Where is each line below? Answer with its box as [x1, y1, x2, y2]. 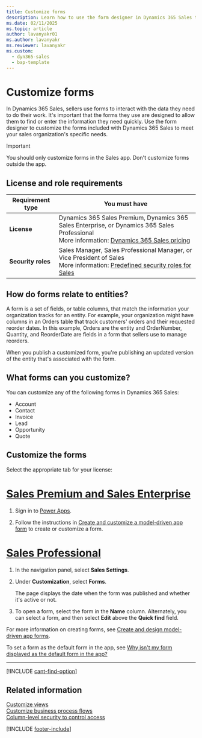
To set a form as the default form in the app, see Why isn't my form [6, 643, 173, 651]
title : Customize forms [6, 8, 66, 15]
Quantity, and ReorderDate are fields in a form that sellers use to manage [6, 331, 188, 338]
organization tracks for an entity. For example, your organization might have [6, 312, 194, 319]
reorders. [6, 337, 29, 344]
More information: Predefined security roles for [58, 261, 192, 270]
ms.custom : [6, 48, 34, 54]
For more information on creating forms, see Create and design [6, 625, 163, 633]
